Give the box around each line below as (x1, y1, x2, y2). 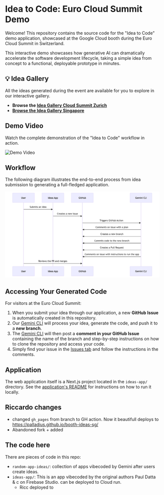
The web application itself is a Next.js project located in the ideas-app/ (5, 379, 148, 385)
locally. (5, 389, 20, 395)
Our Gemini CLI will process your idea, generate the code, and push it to (12, 320, 158, 326)
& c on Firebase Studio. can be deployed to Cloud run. (12, 479, 121, 485)
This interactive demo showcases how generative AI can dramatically (5, 50, 145, 56)
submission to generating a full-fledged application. (5, 182, 110, 188)
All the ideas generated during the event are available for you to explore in (5, 87, 155, 94)
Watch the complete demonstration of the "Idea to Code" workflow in (5, 135, 145, 141)
